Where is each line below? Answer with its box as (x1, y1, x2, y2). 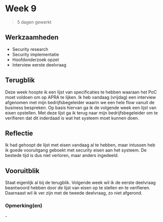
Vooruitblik (5, 167, 40, 175)
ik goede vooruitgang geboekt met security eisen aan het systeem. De (5, 147, 147, 153)
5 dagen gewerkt (17, 19, 52, 25)
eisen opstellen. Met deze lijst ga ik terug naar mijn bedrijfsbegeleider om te (5, 110, 158, 115)
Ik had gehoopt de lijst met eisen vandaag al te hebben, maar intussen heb (5, 142, 156, 148)
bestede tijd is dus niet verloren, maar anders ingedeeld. (5, 153, 119, 158)
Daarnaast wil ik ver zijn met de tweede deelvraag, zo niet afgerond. (5, 190, 143, 196)
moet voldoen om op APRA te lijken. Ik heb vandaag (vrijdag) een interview (5, 94, 156, 100)
